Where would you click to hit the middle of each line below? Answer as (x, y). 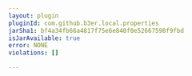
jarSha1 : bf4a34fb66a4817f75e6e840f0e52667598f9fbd (96, 30)
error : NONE (28, 46)
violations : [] (34, 53)
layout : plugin (34, 16)
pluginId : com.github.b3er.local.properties (84, 23)
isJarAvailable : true (44, 38)
